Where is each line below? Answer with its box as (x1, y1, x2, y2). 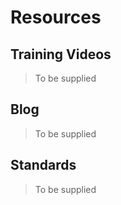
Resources (10, 6, 102, 29)
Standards (10, 157, 77, 174)
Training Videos (10, 46, 112, 63)
